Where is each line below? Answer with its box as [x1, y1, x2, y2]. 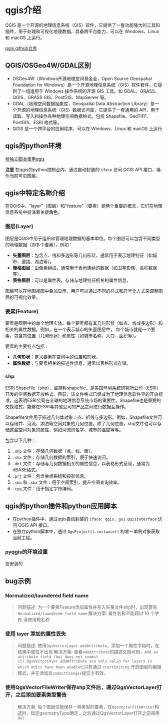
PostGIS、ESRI [12, 119, 43, 125]
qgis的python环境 [5, 142, 61, 150]
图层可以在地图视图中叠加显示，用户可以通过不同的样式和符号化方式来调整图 [5, 288, 163, 294]
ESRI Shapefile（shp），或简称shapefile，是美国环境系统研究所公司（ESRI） [5, 385, 161, 391]
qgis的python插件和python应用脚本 [5, 501, 117, 510]
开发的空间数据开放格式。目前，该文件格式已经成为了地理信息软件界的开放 [5, 391, 158, 397]
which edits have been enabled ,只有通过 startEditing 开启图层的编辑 [17, 664, 161, 670]
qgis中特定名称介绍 [5, 189, 65, 197]
